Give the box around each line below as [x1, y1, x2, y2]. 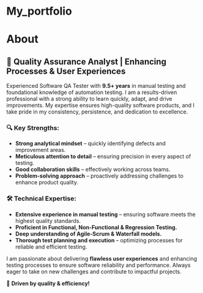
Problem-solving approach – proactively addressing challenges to [15, 172, 183, 179]
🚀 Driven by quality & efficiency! [6, 280, 90, 287]
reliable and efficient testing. [15, 243, 87, 250]
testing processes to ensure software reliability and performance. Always [6, 261, 191, 269]
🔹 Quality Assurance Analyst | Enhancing [6, 56, 167, 67]
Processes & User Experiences [6, 66, 126, 76]
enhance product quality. [15, 179, 78, 186]
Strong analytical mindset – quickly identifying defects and [15, 140, 166, 147]
